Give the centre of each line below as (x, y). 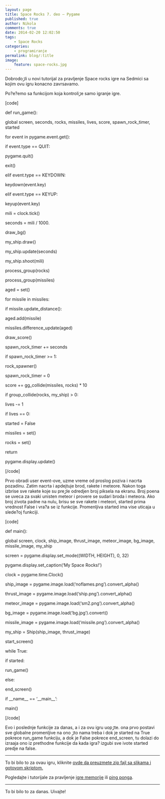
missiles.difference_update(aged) (39, 328)
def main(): (16, 531)
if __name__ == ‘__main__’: (31, 699)
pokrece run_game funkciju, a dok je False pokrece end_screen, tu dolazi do (82, 738)
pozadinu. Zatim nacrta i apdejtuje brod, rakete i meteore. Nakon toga (75, 486)
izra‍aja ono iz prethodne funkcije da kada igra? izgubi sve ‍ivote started (77, 743)
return (11, 452)
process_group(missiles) (30, 280)
